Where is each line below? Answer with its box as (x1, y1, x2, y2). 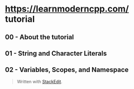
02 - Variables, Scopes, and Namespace (5, 66, 129, 74)
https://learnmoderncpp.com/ (5, 3, 129, 15)
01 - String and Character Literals (5, 49, 107, 58)
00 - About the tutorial (5, 33, 74, 41)
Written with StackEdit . (16, 78, 63, 84)
